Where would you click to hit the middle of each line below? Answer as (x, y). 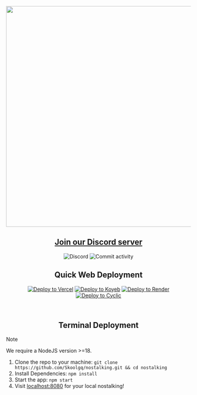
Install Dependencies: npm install (56, 374)
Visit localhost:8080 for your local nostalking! (69, 386)
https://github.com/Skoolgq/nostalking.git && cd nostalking (91, 368)
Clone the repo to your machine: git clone (66, 362)
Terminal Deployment (98, 325)
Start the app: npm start (44, 380)
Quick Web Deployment (98, 275)
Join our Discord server (98, 242)
